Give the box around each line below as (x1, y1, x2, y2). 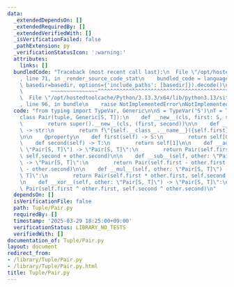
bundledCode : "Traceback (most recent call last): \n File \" (13, 68, 198, 75)
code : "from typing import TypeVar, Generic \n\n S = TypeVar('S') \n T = (13, 107, 223, 114)
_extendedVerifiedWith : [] (13, 29, 92, 37)
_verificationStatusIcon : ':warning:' (13, 49, 127, 56)
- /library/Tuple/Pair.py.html (7, 263, 98, 270)
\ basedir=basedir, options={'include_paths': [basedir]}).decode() (19, 82, 223, 88)
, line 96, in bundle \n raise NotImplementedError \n (19, 101, 186, 108)
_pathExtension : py (13, 42, 70, 49)
